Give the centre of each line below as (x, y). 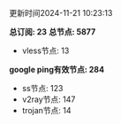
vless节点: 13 (45, 50)
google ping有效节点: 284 (57, 70)
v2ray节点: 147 (49, 99)
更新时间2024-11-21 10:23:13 (61, 13)
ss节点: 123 (42, 88)
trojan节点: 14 (47, 110)
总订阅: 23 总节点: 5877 (53, 32)
